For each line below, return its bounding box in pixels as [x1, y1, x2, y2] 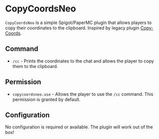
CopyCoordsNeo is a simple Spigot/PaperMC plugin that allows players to [5, 19, 152, 25]
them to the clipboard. [12, 63, 58, 69]
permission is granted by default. [12, 96, 81, 102]
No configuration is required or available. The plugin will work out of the [5, 124, 153, 130]
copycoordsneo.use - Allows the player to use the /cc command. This [12, 91, 153, 97]
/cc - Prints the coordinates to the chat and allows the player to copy [12, 58, 154, 64]
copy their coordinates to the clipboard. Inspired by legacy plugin [5, 24, 139, 30]
